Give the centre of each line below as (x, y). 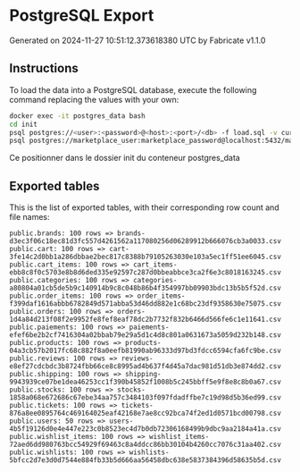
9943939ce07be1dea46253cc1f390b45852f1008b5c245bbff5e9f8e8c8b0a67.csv (145, 382)
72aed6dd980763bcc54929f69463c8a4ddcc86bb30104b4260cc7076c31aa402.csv (145, 445)
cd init (24, 124)
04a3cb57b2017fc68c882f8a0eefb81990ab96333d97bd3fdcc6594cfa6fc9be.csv (145, 351)
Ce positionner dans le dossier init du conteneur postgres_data (125, 158)
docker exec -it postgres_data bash (77, 116)
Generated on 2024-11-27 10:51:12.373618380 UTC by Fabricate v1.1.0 (137, 40)
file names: (30, 217)
